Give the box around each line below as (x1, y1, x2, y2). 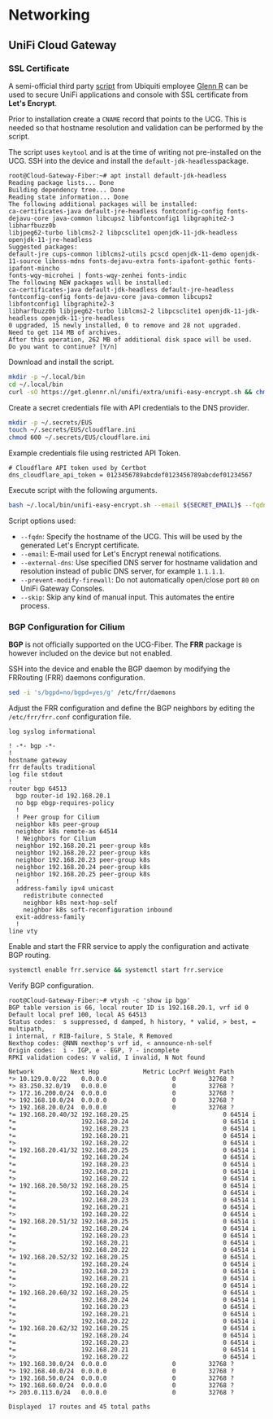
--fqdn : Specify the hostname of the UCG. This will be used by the (19, 532, 243, 541)
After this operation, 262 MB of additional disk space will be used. (8, 336, 253, 344)
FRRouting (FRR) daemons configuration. (8, 673, 145, 683)
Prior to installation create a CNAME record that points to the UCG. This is (8, 114, 247, 124)
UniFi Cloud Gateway (8, 38, 117, 52)
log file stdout (8, 771, 63, 779)
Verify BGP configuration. (8, 981, 94, 991)
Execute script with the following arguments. (8, 485, 158, 495)
